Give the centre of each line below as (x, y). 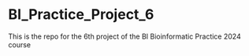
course (20, 44)
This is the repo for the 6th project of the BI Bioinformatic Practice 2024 (125, 36)
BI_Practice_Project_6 (81, 15)
